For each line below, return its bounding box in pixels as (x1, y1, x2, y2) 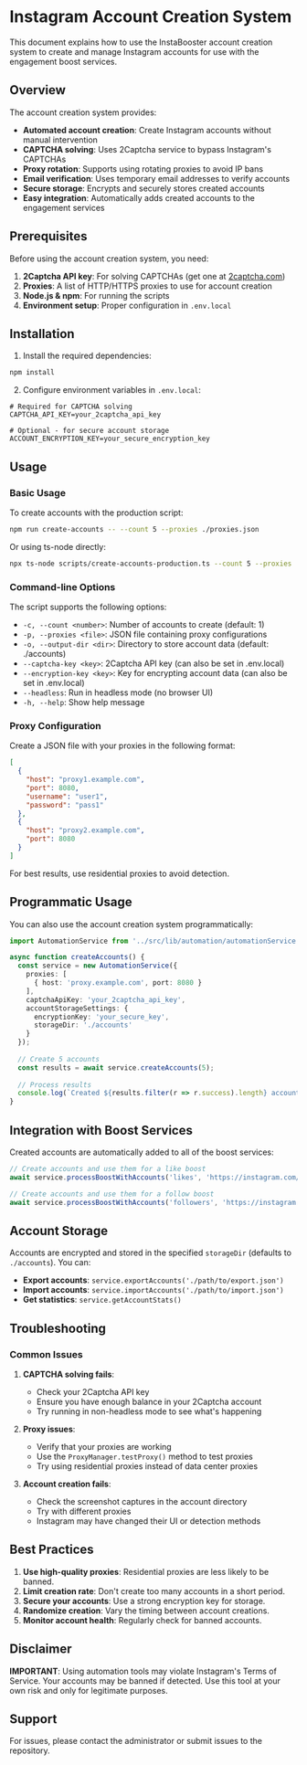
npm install (9, 368, 55, 377)
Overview (9, 82, 67, 98)
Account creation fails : (22, 1478, 111, 1490)
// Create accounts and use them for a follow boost (9, 1189, 215, 1199)
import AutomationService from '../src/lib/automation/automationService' (9, 936, 301, 946)
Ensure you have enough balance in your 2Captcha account (36, 1396, 262, 1408)
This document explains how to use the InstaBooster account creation (9, 37, 273, 48)
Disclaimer (9, 1642, 72, 1657)
